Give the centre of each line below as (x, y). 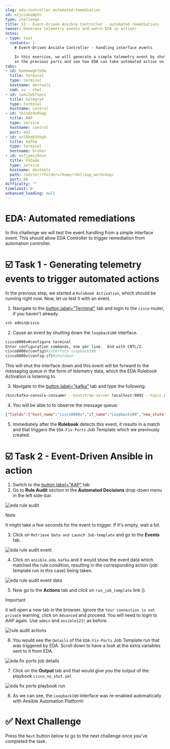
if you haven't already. (36, 313)
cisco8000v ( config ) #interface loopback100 (51, 351)
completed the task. (26, 741)
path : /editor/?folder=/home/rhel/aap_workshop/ (62, 175)
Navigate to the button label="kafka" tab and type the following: (79, 386)
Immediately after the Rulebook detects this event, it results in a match (86, 424)
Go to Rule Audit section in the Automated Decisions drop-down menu (87, 490)
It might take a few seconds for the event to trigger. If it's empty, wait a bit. (83, 525)
